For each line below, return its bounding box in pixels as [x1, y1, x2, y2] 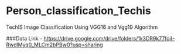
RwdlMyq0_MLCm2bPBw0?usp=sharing [6, 41, 104, 48]
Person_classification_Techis [6, 4, 151, 18]
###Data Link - [6, 35, 43, 42]
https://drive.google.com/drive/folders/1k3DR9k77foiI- [43, 35, 175, 42]
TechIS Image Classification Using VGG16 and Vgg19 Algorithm [6, 23, 158, 31]
